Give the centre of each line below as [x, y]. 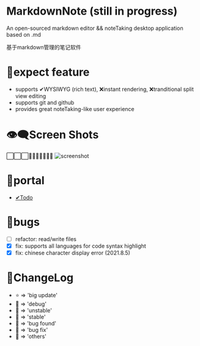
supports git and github [45, 103]
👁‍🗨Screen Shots [53, 135]
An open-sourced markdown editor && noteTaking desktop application [95, 28]
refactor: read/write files [46, 239]
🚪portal [25, 181]
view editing [31, 96]
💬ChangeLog [40, 278]
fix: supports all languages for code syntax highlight [81, 246]
